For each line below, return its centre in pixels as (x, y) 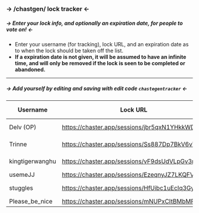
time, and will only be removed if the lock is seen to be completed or (100, 63)
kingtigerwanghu (33, 161)
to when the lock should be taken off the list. (69, 50)
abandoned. (30, 69)
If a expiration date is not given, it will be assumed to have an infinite (100, 57)
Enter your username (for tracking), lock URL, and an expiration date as (102, 44)
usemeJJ (22, 174)
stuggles (21, 187)
